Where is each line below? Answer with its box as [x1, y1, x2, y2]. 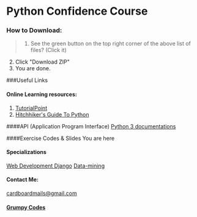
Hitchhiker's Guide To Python [15, 111, 89, 118]
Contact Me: [6, 176, 39, 183]
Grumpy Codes [6, 204, 46, 211]
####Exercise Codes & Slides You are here [6, 134, 115, 142]
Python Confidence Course [6, 4, 148, 18]
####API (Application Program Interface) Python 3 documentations [6, 122, 176, 130]
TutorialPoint [15, 104, 48, 111]
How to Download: [6, 26, 62, 35]
